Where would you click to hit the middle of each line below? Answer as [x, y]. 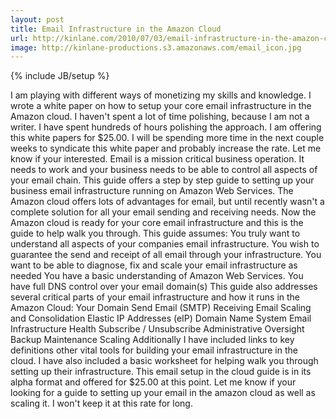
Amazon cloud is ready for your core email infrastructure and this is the [157, 223]
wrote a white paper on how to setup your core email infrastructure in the [161, 106]
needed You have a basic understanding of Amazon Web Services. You [157, 276]
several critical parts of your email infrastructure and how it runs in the [155, 297]
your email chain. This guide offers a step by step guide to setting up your [162, 180]
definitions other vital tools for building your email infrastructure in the [154, 350]
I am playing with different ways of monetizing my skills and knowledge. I [161, 95]
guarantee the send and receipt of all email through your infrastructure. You [166, 255]
